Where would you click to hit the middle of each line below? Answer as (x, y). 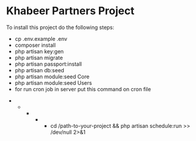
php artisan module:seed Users (53, 83)
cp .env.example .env (41, 39)
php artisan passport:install (48, 64)
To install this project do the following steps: (60, 27)
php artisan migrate (39, 57)
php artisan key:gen (39, 51)
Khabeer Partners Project (70, 11)
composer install (35, 45)
